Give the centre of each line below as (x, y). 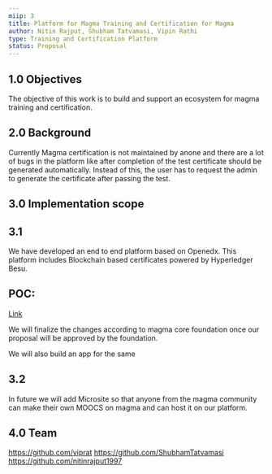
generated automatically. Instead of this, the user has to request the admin (133, 170)
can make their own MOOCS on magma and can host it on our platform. (128, 407)
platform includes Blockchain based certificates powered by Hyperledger (131, 259)
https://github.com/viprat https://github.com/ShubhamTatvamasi (117, 453)
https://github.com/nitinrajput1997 (65, 461)
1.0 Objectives (45, 79)
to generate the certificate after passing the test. (89, 178)
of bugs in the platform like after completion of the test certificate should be (135, 161)
